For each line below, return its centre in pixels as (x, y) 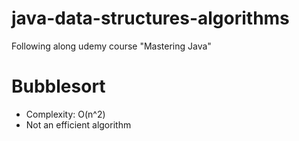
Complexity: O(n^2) (65, 114)
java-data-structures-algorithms (150, 18)
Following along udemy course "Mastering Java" (111, 46)
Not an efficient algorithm (78, 124)
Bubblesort (58, 86)
